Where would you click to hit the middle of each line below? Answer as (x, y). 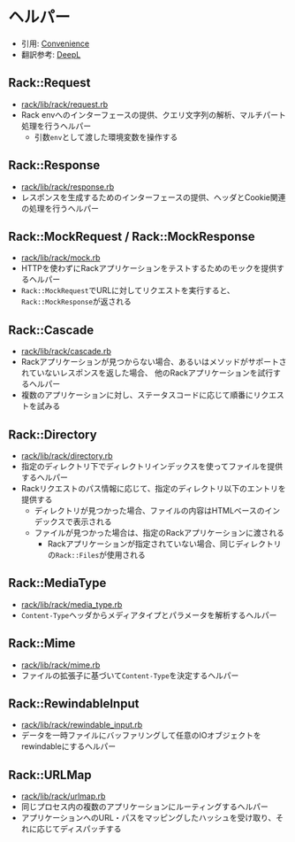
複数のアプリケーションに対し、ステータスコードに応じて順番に (137, 395)
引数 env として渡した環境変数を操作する (106, 136)
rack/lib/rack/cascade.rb (66, 351)
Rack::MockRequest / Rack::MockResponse (132, 236)
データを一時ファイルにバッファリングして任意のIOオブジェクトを (141, 736)
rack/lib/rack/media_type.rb (72, 604)
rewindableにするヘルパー (68, 746)
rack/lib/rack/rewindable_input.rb (82, 725)
